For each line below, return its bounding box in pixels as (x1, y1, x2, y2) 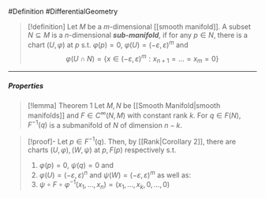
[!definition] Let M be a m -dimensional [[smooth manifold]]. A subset (27, 22, 251, 31)
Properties (8, 80, 44, 90)
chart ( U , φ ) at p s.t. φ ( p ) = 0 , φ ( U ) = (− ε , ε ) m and (27, 39, 188, 50)
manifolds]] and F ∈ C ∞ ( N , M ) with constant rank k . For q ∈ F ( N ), (27, 110, 241, 120)
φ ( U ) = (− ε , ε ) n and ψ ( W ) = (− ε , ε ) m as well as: (39, 169, 192, 180)
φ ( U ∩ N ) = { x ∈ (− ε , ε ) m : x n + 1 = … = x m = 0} (65, 52, 219, 65)
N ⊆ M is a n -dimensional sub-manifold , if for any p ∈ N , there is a (27, 31, 248, 39)
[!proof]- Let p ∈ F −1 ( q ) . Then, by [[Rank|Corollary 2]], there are (27, 136, 237, 147)
